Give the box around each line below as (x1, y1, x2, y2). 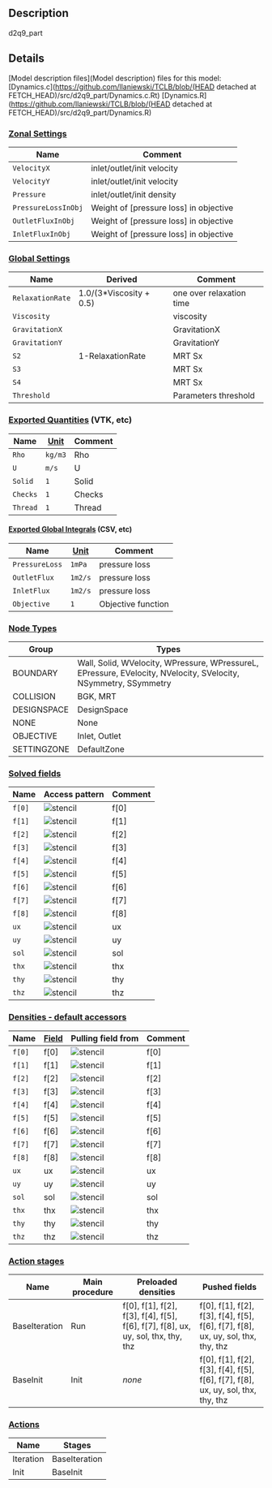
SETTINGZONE (12, 744, 70, 755)
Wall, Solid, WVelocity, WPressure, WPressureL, (77, 658, 259, 669)
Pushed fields (202, 1281, 257, 1292)
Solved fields (8, 767, 62, 779)
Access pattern (43, 789, 104, 800)
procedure (72, 1286, 113, 1297)
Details (8, 52, 45, 66)
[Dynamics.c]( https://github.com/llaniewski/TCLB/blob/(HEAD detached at (8, 81, 257, 92)
